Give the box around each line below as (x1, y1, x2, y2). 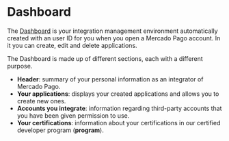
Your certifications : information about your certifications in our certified (16, 118, 221, 127)
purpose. (7, 62, 33, 70)
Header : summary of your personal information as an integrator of (16, 75, 204, 83)
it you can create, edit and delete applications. (7, 41, 138, 49)
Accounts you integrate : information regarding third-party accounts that (16, 104, 222, 112)
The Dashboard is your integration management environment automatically (7, 27, 218, 35)
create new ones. (16, 97, 66, 105)
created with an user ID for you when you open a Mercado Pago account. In (7, 34, 221, 42)
